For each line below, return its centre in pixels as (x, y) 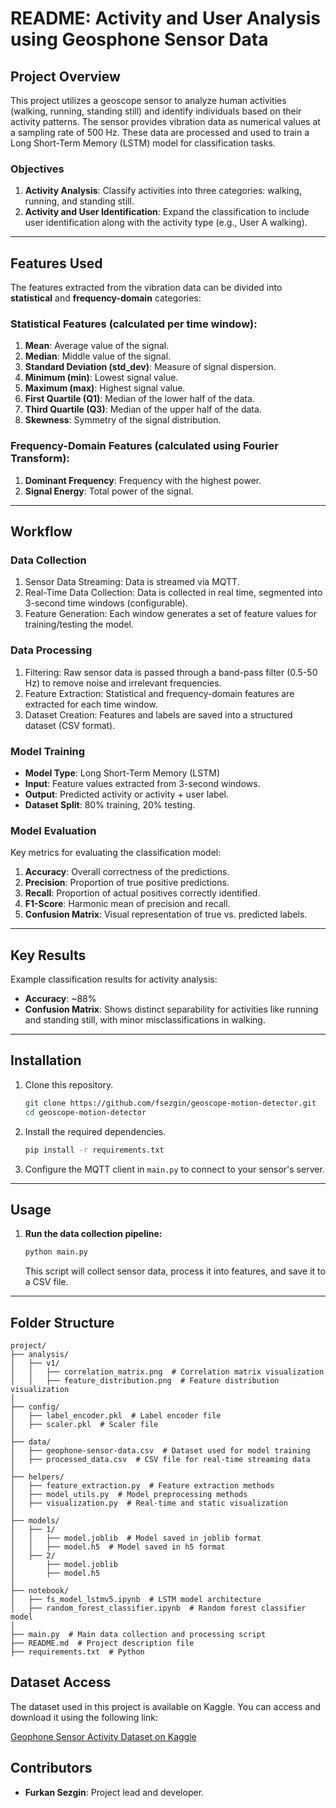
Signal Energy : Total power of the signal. (109, 491)
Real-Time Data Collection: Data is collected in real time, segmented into (173, 593)
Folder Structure (62, 1322)
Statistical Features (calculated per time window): (134, 324)
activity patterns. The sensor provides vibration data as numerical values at (165, 121)
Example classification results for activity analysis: (114, 979)
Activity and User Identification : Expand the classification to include (167, 212)
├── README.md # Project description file (102, 1643)
